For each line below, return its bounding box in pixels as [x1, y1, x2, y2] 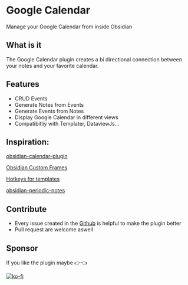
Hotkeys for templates [6, 175, 60, 183]
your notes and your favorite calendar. [6, 62, 99, 69]
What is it [6, 40, 42, 50]
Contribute [6, 204, 47, 214]
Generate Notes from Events [14, 101, 84, 108]
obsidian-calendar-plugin [6, 153, 68, 160]
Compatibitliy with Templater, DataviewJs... [14, 120, 120, 127]
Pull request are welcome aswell [14, 226, 93, 233]
